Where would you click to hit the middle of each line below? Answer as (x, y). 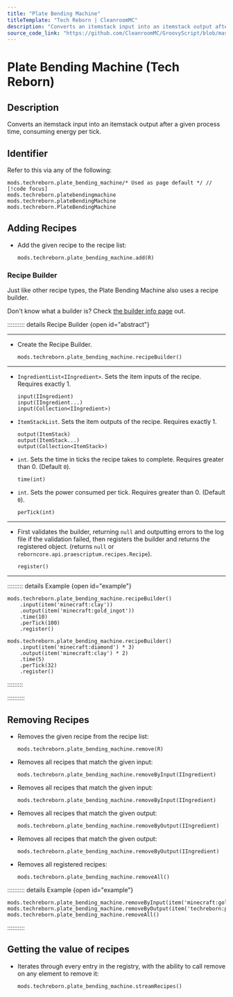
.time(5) (32, 660)
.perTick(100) (40, 623)
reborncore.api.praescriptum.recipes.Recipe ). (85, 554)
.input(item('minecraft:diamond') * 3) (77, 647)
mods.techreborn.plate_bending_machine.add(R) (86, 257)
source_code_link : (34, 33)
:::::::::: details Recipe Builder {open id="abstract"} (79, 325)
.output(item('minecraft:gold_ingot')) (77, 611)
